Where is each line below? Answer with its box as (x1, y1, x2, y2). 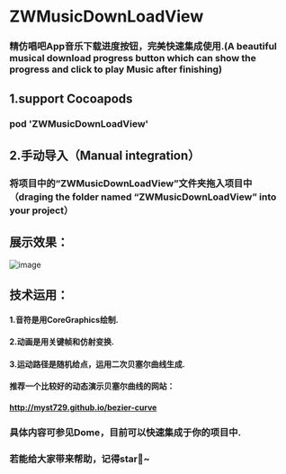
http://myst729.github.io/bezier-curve (9, 402, 157, 413)
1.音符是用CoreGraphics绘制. (9, 314, 119, 325)
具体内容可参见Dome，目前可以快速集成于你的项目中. (9, 425, 241, 438)
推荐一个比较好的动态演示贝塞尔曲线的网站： (9, 380, 175, 392)
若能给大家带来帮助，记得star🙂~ (9, 452, 150, 465)
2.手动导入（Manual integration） (9, 148, 201, 163)
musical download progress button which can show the (9, 52, 256, 65)
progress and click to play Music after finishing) (9, 63, 223, 76)
